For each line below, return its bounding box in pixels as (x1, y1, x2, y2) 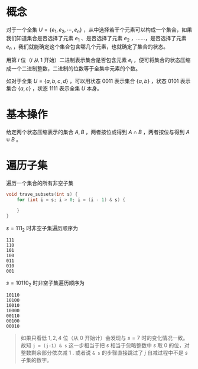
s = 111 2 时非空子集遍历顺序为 (6, 224, 79, 233)
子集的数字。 (20, 357, 52, 364)
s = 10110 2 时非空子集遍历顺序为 (6, 279, 85, 288)
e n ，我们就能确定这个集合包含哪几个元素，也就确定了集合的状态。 (6, 43, 168, 51)
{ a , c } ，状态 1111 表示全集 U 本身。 (17, 85, 102, 92)
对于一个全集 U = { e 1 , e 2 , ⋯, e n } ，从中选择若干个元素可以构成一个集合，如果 (6, 26, 192, 34)
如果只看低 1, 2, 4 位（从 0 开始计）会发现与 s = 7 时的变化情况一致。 (20, 335, 189, 342)
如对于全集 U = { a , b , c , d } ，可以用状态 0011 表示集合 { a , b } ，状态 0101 (6, 77, 179, 85)
